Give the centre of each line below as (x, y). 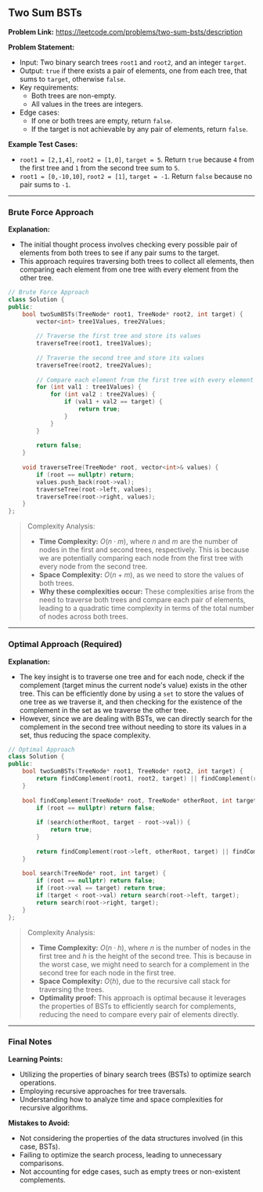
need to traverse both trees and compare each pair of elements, (142, 600)
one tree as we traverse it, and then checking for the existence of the (131, 701)
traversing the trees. (72, 989)
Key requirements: (49, 87)
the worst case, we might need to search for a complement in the (144, 964)
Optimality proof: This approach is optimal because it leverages (142, 997)
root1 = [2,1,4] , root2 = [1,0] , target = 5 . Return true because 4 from (137, 159)
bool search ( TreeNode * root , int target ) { (94, 874)
